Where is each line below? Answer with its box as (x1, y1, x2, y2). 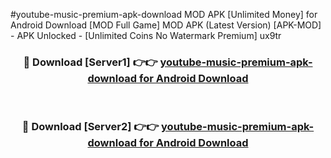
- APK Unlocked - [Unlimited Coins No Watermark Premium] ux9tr (10, 30, 282, 41)
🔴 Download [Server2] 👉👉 (21, 120, 160, 134)
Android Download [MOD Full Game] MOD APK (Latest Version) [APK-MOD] (10, 19, 322, 31)
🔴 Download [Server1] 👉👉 (23, 55, 158, 69)
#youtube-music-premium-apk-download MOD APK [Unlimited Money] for (10, 9, 318, 20)
